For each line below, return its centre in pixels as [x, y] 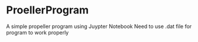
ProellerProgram [47, 10]
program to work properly [38, 32]
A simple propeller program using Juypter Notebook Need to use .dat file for [99, 26]
